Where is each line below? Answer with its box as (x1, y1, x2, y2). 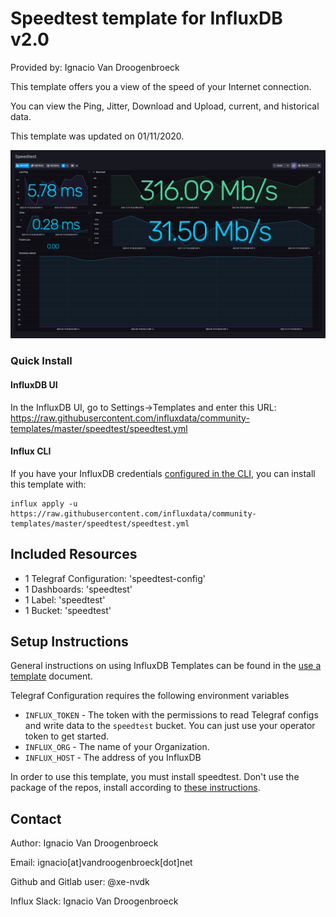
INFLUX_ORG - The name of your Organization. (24, 741, 210, 753)
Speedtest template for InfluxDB (10, 7, 283, 30)
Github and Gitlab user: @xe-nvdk (10, 876, 150, 888)
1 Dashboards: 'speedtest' (24, 583, 133, 595)
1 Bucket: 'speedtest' (24, 604, 112, 616)
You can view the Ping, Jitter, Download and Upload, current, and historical (10, 100, 320, 112)
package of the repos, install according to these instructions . (10, 782, 261, 794)
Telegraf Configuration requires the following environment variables (10, 690, 290, 702)
